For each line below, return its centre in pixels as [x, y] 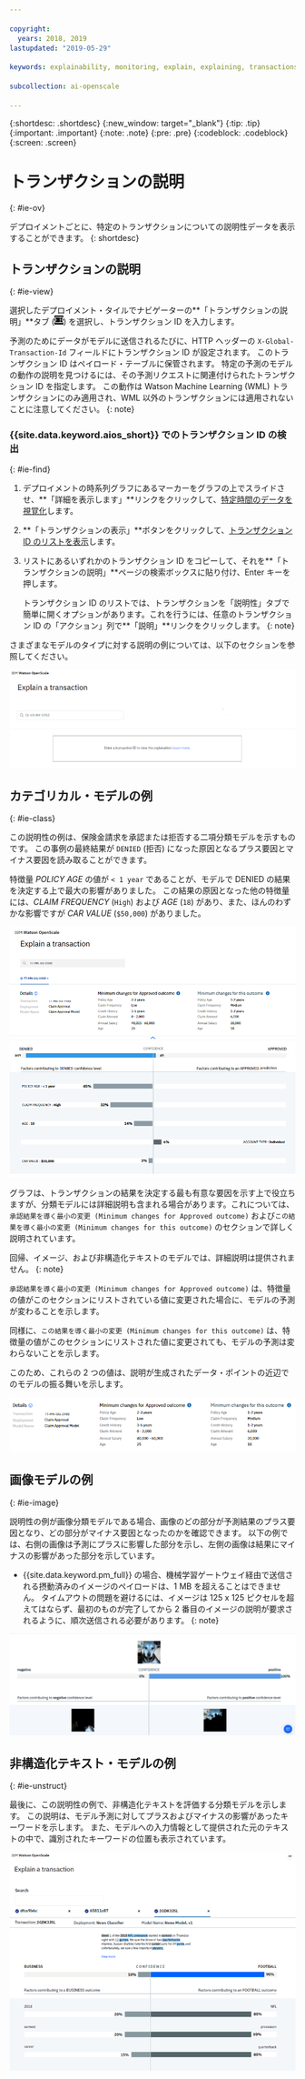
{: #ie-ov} [27, 207]
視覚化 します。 [50, 510]
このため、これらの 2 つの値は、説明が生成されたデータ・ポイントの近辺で [149, 1372]
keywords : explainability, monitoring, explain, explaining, [128, 67]
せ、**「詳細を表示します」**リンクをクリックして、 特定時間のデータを [157, 499]
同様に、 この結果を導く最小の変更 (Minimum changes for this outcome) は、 [146, 1330]
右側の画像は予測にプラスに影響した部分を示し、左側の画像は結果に [152, 1544]
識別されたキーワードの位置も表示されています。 [140, 1839]
